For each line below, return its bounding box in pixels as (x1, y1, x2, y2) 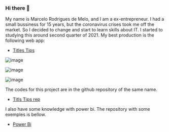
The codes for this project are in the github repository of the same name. (5, 86, 157, 93)
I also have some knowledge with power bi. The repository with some (5, 106, 151, 112)
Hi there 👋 (5, 5, 30, 12)
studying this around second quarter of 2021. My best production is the (5, 32, 155, 38)
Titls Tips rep (12, 96, 41, 103)
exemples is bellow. (5, 111, 46, 118)
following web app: (5, 37, 45, 43)
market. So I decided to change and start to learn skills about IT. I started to (5, 27, 163, 33)
